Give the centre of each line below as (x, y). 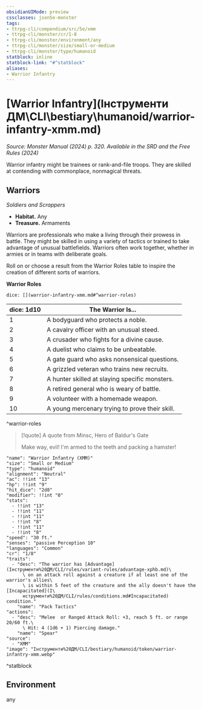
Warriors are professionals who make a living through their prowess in (93, 235)
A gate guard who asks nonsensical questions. (113, 359)
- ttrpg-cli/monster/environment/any (54, 40)
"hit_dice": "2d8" (29, 490)
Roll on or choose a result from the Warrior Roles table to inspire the (91, 266)
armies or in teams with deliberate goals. (57, 254)
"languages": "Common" (35, 548)
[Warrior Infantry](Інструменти (87, 104)
